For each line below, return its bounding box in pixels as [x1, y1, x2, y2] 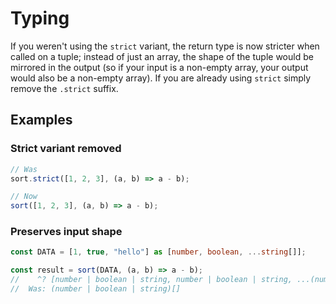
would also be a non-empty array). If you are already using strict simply [10, 72, 312, 84]
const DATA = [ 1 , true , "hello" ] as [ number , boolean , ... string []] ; [10, 247, 307, 257]
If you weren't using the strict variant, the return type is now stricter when [10, 40, 320, 52]
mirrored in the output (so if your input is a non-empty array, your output [10, 61, 309, 73]
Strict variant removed [10, 142, 122, 156]
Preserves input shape [10, 225, 123, 239]
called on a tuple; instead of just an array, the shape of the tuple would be [10, 50, 314, 62]
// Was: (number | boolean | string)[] [10, 284, 182, 294]
